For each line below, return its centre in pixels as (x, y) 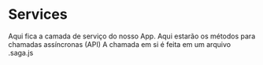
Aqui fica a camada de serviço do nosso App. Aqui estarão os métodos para (132, 36)
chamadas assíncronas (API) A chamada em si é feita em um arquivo (119, 44)
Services (38, 14)
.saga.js (21, 52)
